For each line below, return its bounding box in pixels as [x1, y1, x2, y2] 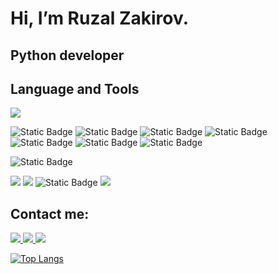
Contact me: [10, 205, 90, 222]
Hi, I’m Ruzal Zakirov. [10, 7, 190, 30]
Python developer [10, 47, 125, 64]
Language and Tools [10, 80, 140, 97]
